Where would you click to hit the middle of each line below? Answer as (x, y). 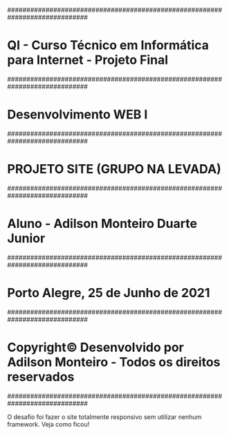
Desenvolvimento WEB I (77, 115)
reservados (41, 376)
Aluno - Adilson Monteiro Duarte (102, 224)
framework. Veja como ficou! (48, 424)
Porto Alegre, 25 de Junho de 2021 (109, 293)
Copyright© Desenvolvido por (96, 347)
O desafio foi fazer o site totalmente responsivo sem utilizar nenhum (104, 417)
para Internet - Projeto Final (88, 60)
